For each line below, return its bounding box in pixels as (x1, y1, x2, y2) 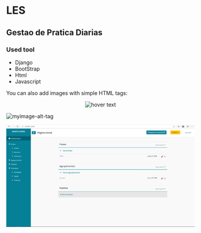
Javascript (14, 78, 41, 85)
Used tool (6, 45, 35, 54)
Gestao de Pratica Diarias (6, 27, 103, 38)
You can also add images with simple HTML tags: (6, 89, 127, 96)
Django (14, 59, 33, 66)
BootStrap (14, 65, 40, 72)
